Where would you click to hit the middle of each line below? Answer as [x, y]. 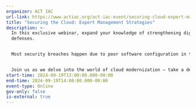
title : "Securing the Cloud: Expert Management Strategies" [81, 22]
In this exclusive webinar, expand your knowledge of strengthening [96, 33]
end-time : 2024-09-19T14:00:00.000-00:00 [57, 80]
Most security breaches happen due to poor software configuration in [99, 54]
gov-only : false [26, 92]
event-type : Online [30, 86]
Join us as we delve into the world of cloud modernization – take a [97, 70]
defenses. [23, 38]
